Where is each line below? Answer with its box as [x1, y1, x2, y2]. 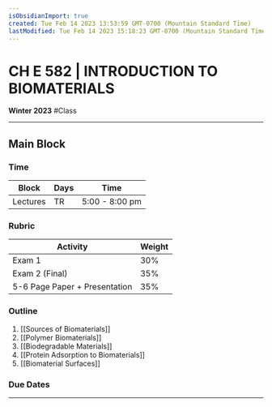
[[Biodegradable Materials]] [19, 341, 113, 351]
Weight [140, 241, 168, 252]
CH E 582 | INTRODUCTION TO [8, 62, 219, 80]
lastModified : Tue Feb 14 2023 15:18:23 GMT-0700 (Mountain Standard [8, 27, 249, 35]
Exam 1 [12, 255, 42, 266]
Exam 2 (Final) [12, 268, 68, 280]
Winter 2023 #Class [8, 106, 77, 116]
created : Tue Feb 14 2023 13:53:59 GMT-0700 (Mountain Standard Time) [8, 19, 252, 28]
